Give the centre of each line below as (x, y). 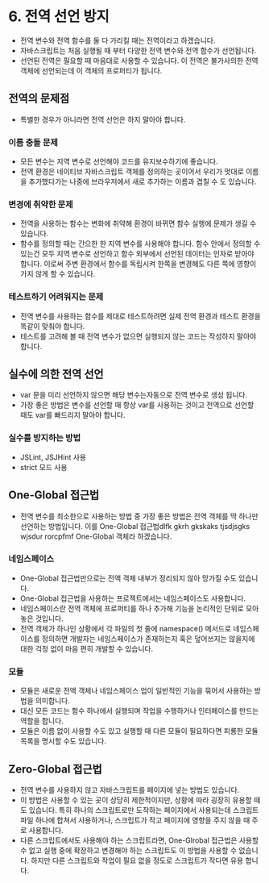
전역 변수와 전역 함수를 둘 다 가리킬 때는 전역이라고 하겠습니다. (118, 40)
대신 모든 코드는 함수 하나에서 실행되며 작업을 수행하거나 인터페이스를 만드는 (139, 711)
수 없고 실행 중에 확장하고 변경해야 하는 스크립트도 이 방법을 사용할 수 (128, 850)
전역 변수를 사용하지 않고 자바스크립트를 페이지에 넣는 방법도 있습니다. (130, 789)
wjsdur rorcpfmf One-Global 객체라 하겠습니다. (96, 536)
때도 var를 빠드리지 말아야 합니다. (72, 415)
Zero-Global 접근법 (55, 769)
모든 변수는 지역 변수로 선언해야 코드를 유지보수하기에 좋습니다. (119, 161)
